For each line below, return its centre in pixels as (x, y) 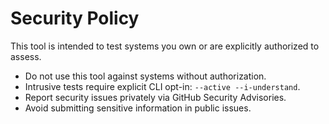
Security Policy (75, 18)
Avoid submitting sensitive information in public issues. (138, 108)
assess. (26, 56)
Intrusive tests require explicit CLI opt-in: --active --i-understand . (162, 86)
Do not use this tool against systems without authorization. (145, 76)
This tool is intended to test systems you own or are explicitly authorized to (165, 46)
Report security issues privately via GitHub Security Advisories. (155, 97)
